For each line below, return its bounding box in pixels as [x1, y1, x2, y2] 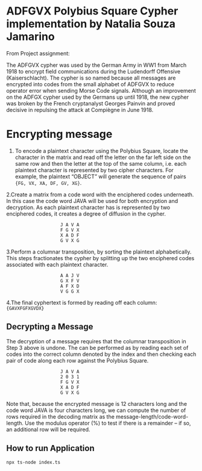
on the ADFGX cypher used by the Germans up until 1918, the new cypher [6, 93, 189, 101]
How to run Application [6, 443, 95, 454]
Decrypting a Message [6, 322, 93, 332]
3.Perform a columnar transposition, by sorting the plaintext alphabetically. [6, 248, 192, 255]
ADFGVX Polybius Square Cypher [6, 4, 178, 18]
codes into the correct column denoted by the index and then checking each [6, 351, 197, 358]
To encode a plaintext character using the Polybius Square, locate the [14, 147, 188, 154]
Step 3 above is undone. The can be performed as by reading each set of [6, 344, 189, 351]
